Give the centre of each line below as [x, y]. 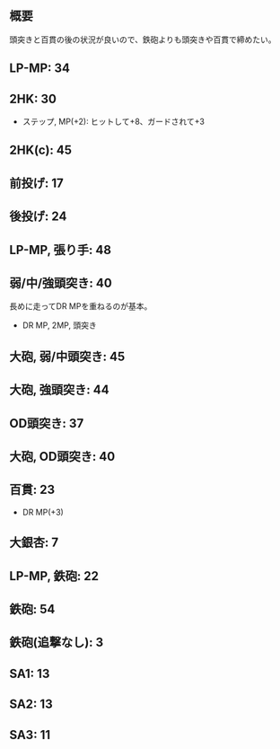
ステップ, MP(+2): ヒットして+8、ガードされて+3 [113, 122]
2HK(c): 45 [41, 150]
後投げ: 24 [38, 217]
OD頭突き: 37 [47, 423]
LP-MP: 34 [39, 69]
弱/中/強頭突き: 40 [61, 282]
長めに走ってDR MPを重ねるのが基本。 [81, 306]
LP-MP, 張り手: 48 [61, 250]
